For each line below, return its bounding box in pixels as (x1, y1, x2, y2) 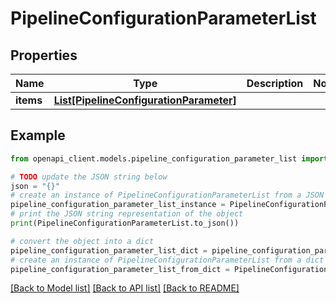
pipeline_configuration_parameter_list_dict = (10, 245, 208, 256)
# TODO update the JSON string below (10, 172, 168, 182)
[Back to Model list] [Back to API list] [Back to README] (10, 282, 240, 294)
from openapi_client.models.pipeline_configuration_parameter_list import (10, 153, 329, 164)
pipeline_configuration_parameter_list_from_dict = (10, 264, 230, 274)
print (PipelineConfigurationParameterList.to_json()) (10, 218, 240, 229)
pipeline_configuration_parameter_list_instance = (10, 200, 226, 210)
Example (10, 127, 66, 144)
